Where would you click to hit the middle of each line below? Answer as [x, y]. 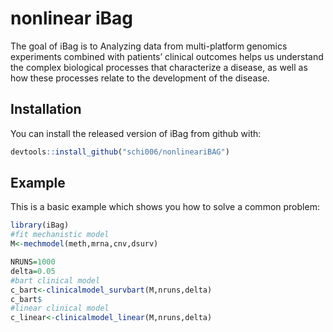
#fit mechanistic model [60, 235]
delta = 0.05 [33, 271]
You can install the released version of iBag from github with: [136, 133]
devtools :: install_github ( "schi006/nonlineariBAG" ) [120, 152]
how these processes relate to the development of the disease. [140, 78]
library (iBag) [40, 225]
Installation [46, 109]
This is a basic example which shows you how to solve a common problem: [165, 207]
